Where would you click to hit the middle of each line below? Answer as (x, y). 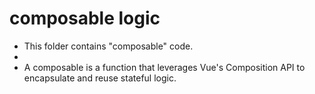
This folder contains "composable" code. (108, 46)
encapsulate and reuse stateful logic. (100, 78)
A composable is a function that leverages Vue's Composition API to (164, 67)
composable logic (85, 18)
